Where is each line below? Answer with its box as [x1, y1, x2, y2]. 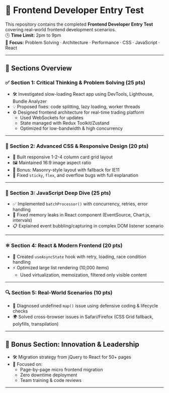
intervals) [12, 217, 33, 223]
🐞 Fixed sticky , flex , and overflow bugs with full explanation [12, 172, 138, 178]
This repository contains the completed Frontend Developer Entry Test [5, 21, 153, 27]
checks [12, 308, 28, 314]
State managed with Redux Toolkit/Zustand [20, 120, 110, 126]
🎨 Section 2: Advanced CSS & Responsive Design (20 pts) [5, 142, 149, 149]
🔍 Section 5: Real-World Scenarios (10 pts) [5, 289, 113, 296]
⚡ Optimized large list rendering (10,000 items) [12, 264, 109, 271]
